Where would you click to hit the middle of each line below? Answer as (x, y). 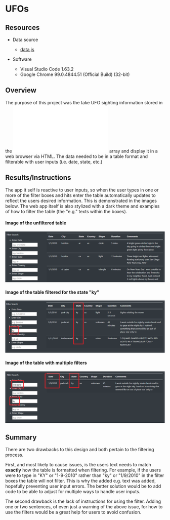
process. (14, 455)
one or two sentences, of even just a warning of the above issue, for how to (84, 507)
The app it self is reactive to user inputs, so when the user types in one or (82, 190)
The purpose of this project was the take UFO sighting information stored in (84, 102)
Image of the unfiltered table (36, 223)
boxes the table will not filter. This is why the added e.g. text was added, (80, 481)
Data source (25, 39)
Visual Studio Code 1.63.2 (47, 69)
